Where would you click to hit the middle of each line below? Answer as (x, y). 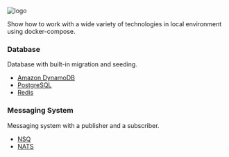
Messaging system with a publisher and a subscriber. (83, 125)
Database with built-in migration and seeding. (72, 64)
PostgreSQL (34, 85)
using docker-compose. (41, 31)
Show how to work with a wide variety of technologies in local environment (114, 24)
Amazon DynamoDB (46, 78)
